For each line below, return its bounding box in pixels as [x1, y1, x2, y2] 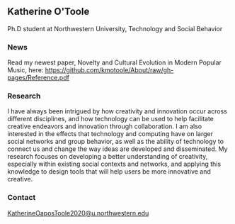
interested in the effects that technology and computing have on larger [7, 130, 214, 138]
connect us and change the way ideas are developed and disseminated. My [7, 145, 228, 153]
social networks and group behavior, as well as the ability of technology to [7, 138, 224, 146]
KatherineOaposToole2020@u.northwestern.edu [7, 208, 149, 217]
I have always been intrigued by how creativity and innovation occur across [7, 107, 228, 116]
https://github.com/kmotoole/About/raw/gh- [45, 66, 174, 74]
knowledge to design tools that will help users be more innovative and [7, 167, 211, 176]
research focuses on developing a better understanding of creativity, [7, 152, 208, 161]
